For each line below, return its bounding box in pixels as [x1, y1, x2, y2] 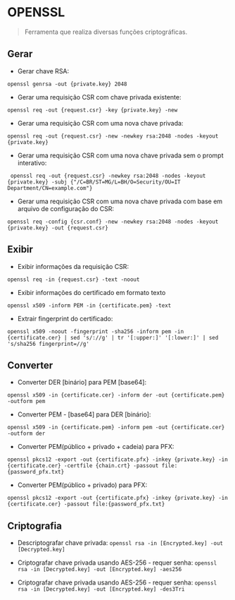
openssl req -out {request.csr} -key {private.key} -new [7, 107, 178, 114]
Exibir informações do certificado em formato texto [17, 288, 166, 296]
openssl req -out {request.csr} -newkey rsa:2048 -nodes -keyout [10, 172, 206, 179]
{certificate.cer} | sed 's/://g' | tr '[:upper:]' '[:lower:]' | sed [7, 334, 219, 341]
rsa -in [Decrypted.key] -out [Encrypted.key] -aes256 [17, 566, 182, 573]
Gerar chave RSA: [17, 66, 70, 75]
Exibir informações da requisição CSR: [17, 262, 129, 270]
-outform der [7, 430, 46, 438]
